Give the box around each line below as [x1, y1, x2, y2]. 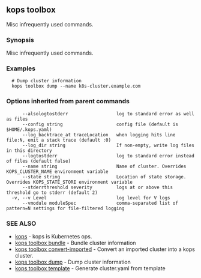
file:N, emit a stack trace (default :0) [6, 137, 112, 143]
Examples [6, 64, 36, 73]
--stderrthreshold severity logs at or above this [22, 184, 173, 190]
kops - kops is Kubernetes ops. [14, 233, 92, 240]
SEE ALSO [6, 219, 37, 228]
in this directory [6, 147, 52, 154]
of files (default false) [6, 158, 71, 164]
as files [6, 116, 28, 122]
